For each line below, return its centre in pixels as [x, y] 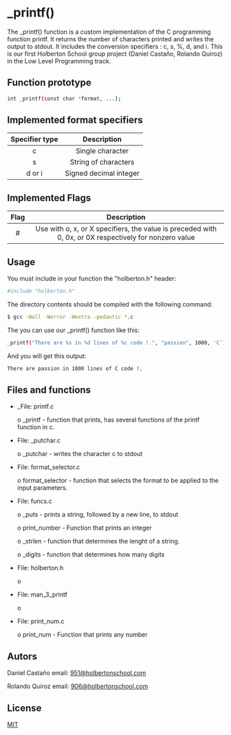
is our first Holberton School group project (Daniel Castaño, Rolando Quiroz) [115, 54]
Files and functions [49, 390]
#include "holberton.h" [41, 291]
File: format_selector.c [48, 467]
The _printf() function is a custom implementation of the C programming [109, 32]
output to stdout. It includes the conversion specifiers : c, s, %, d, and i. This [115, 46]
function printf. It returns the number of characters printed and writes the [111, 39]
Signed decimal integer [102, 174]
